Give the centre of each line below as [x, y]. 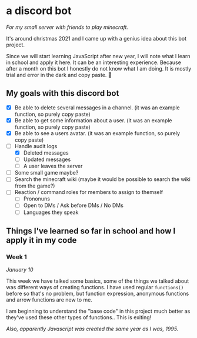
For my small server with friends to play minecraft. [67, 27]
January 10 [20, 270]
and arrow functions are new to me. [49, 300]
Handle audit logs [36, 146]
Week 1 [17, 257]
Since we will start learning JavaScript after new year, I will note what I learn [98, 56]
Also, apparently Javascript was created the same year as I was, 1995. [92, 329]
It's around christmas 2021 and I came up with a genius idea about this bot [96, 38]
